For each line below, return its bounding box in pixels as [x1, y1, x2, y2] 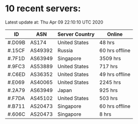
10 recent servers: [5, 3, 81, 14]
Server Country [57, 30, 95, 37]
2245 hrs [99, 79, 121, 86]
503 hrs [99, 95, 118, 101]
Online [107, 30, 123, 37]
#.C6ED [7, 71, 26, 77]
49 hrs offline [99, 71, 131, 77]
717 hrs [99, 63, 118, 70]
